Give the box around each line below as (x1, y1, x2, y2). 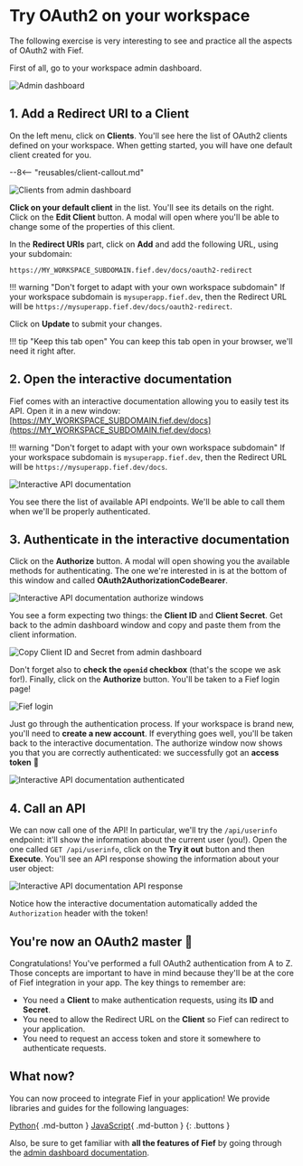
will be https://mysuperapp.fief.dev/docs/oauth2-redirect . (9, 300, 232, 312)
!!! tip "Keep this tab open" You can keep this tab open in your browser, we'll (9, 335, 293, 346)
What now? (9, 1068, 75, 1085)
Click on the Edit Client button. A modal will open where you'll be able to (9, 212, 279, 222)
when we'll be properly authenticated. (9, 505, 151, 516)
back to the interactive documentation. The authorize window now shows (9, 738, 283, 748)
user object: (9, 863, 54, 874)
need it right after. (9, 345, 76, 356)
